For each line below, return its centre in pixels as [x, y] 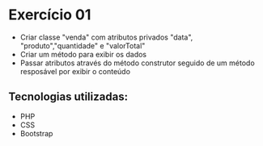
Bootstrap [36, 133]
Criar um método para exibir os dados [83, 54]
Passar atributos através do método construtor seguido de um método [137, 63]
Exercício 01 [50, 15]
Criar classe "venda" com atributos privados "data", [106, 37]
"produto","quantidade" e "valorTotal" [83, 45]
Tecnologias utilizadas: [68, 97]
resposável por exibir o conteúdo [75, 71]
